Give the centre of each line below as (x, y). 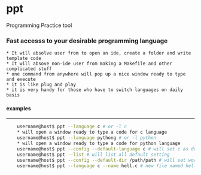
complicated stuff (29, 69)
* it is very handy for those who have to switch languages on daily (95, 90)
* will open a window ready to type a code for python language (99, 144)
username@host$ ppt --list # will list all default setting (93, 155)
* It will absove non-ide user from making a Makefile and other (89, 64)
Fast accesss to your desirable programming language (87, 41)
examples (19, 108)
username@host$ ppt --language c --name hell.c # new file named (100, 166)
